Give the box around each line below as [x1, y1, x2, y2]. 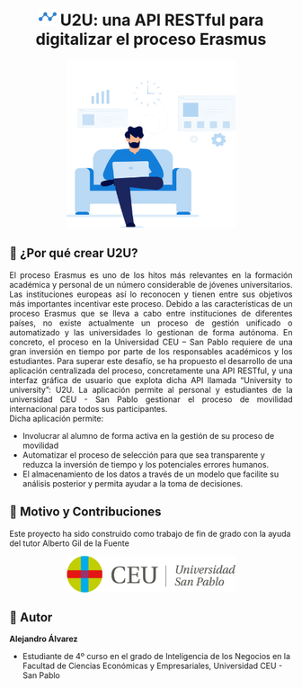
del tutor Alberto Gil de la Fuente [9, 538, 130, 549]
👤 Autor [9, 610, 53, 625]
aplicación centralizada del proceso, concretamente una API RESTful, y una [9, 365, 293, 376]
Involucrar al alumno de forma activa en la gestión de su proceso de [22, 430, 275, 441]
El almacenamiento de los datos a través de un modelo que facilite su [22, 469, 280, 479]
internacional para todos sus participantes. [9, 403, 168, 414]
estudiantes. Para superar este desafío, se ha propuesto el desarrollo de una [9, 355, 293, 366]
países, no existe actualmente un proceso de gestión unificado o [9, 317, 293, 328]
